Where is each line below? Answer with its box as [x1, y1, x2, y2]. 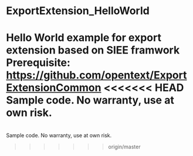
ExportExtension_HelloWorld [6, 4, 150, 18]
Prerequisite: [6, 56, 70, 69]
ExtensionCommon [6, 81, 101, 95]
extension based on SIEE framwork [6, 44, 180, 57]
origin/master [108, 143, 141, 151]
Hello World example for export [6, 31, 161, 45]
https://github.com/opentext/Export [6, 69, 187, 82]
